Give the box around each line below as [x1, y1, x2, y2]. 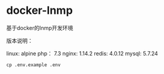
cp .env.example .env [6, 61, 61, 68]
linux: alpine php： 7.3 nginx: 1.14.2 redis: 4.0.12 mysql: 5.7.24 [6, 49, 159, 57]
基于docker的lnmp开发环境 [6, 24, 74, 31]
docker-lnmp [6, 4, 73, 17]
